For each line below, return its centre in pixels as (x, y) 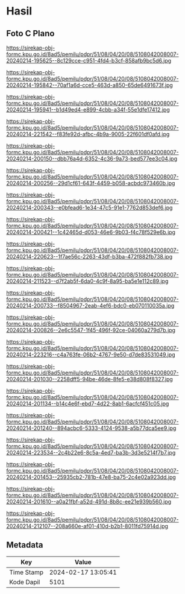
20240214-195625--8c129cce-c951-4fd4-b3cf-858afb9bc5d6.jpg (89, 61)
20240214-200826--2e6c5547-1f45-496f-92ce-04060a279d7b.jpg (91, 330)
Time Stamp (27, 572)
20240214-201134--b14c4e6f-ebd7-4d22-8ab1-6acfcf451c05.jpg (88, 403)
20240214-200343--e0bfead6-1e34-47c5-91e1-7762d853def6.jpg (89, 207)
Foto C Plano (30, 33)
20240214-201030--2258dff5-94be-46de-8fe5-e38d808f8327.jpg (89, 379)
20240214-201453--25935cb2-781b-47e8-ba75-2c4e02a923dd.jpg (91, 477)
